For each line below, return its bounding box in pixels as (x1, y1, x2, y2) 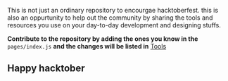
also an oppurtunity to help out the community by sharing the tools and (7, 13, 213, 22)
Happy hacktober (7, 63, 86, 75)
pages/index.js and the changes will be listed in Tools (7, 42, 167, 50)
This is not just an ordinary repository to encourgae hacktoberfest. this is (7, 6, 219, 14)
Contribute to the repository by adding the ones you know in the (7, 35, 198, 43)
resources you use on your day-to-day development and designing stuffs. (7, 21, 222, 29)
